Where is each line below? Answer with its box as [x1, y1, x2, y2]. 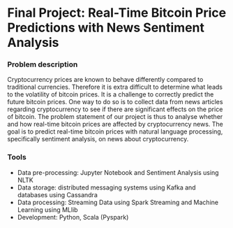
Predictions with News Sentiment [7, 20, 204, 36]
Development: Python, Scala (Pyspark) [17, 213, 129, 221]
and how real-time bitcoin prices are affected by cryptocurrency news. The [7, 120, 223, 129]
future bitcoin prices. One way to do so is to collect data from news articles [7, 98, 223, 106]
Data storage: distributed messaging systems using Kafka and [17, 183, 197, 192]
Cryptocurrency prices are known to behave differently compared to [7, 76, 204, 84]
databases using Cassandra [17, 190, 98, 199]
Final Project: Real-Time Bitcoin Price [7, 5, 227, 21]
